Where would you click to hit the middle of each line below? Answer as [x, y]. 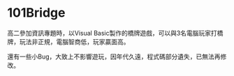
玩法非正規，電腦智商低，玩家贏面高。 [74, 41]
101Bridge [36, 13]
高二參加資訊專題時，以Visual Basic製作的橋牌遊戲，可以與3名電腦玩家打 [112, 33]
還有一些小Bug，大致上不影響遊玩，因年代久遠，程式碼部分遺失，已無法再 [114, 56]
